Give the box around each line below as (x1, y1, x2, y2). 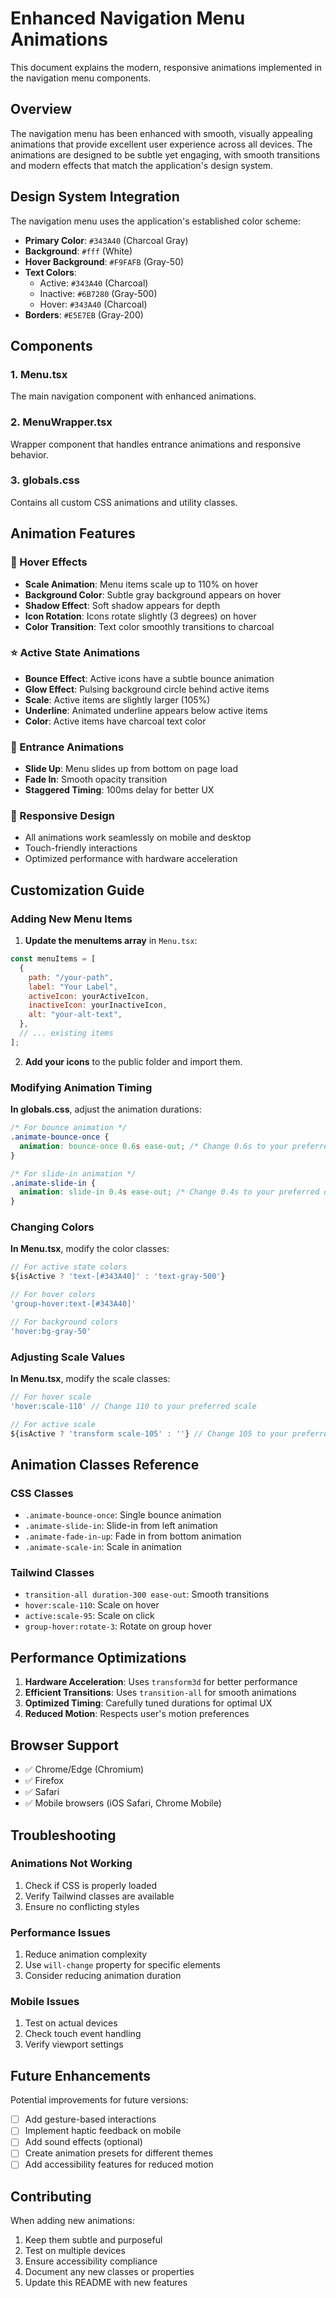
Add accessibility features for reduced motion (24, 2158, 214, 2171)
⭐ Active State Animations (10, 646, 141, 660)
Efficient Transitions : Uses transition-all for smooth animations (24, 1687, 297, 1699)
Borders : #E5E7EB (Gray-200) (24, 308, 144, 321)
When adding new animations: (10, 2215, 135, 2227)
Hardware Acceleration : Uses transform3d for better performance (24, 1676, 298, 1688)
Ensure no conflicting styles (24, 1900, 140, 1912)
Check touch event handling (24, 2028, 142, 2040)
